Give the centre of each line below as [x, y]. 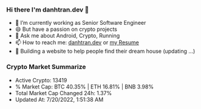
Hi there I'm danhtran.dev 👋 [48, 10]
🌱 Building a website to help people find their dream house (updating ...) [105, 51]
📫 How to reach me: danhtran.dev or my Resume [77, 42]
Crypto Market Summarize [46, 67]
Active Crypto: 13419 [41, 80]
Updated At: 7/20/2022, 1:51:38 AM [59, 99]
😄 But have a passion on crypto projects [66, 29]
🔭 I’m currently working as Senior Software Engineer [80, 23]
